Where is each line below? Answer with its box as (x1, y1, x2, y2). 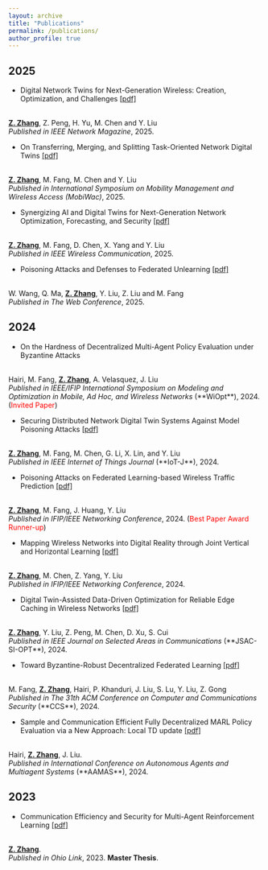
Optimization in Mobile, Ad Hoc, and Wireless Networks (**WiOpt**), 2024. (8, 391, 260, 401)
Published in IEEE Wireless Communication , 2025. (8, 249, 175, 258)
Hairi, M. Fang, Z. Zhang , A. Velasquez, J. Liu (8, 374, 159, 384)
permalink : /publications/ (8, 27, 99, 35)
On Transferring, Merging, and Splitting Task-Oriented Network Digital (19, 142, 253, 152)
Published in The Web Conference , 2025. (8, 297, 145, 307)
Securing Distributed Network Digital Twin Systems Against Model (19, 415, 240, 425)
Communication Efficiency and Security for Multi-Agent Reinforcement (19, 811, 255, 821)
